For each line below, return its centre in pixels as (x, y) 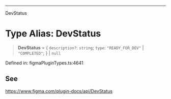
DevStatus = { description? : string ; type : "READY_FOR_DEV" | (81, 47)
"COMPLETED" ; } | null (39, 53)
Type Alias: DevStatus (53, 34)
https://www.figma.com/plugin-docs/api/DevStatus (59, 91)
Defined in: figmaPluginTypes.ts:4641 (44, 63)
